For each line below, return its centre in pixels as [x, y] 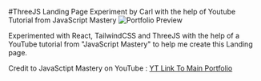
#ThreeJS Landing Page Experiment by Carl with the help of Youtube [122, 12]
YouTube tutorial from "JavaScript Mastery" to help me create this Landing [131, 44]
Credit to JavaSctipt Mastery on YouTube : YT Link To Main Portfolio [120, 68]
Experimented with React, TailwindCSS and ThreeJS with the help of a [124, 36]
